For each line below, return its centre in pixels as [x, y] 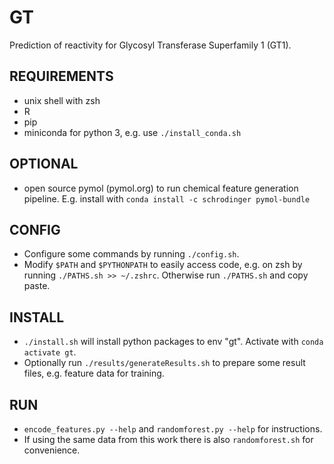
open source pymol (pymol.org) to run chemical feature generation [161, 188]
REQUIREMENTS [61, 76]
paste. [37, 286]
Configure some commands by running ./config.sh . [131, 254]
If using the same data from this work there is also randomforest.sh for [168, 439]
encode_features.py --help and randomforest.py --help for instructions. [173, 429]
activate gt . [50, 352]
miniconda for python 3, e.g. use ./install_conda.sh [132, 132]
